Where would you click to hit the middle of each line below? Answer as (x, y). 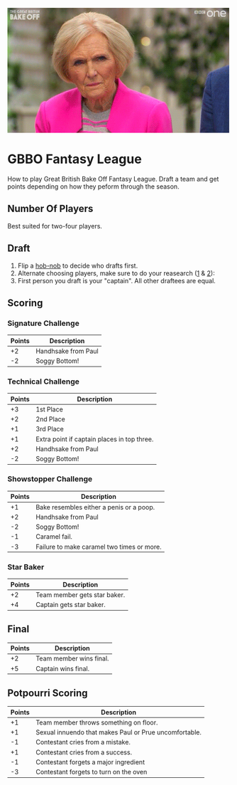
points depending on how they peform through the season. (93, 186)
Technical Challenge (44, 381)
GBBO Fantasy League (75, 159)
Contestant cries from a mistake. (83, 742)
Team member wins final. (72, 658)
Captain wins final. (62, 668)
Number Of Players (50, 209)
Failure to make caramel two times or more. (98, 547)
